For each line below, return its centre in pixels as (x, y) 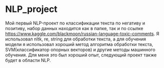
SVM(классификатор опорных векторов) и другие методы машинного (80, 49)
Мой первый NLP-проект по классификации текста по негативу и (75, 23)
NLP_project (31, 9)
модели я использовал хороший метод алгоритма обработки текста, (79, 44)
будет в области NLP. (28, 60)
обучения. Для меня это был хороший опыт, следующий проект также (81, 55)
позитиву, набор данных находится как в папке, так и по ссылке (74, 28)
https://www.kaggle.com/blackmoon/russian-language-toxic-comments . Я (82, 33)
